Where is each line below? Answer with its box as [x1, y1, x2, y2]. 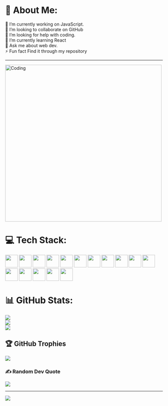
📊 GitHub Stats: [5, 295, 73, 306]
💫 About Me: [5, 5, 58, 16]
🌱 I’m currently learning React [5, 37, 66, 43]
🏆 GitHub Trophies [5, 340, 66, 348]
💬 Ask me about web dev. [5, 42, 58, 48]
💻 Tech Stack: [5, 234, 67, 246]
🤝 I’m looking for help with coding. [5, 32, 76, 38]
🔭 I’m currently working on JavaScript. [5, 21, 84, 27]
